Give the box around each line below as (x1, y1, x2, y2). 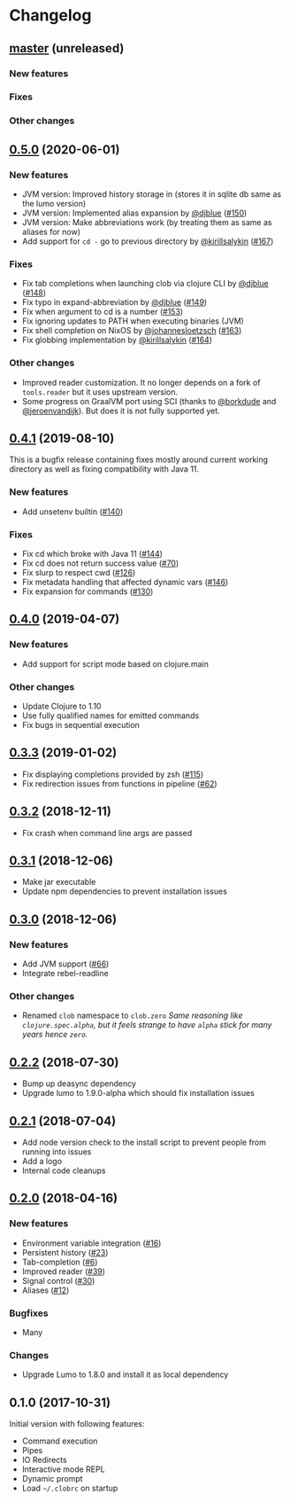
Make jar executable (21, 877, 96, 888)
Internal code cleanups (21, 1165, 106, 1176)
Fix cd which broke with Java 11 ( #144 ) (21, 549, 164, 559)
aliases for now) (21, 227, 81, 238)
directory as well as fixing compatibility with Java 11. (9, 464, 200, 474)
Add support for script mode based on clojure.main (21, 658, 210, 669)
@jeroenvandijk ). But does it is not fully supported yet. (21, 405, 221, 416)
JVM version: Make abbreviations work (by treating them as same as (21, 217, 272, 228)
